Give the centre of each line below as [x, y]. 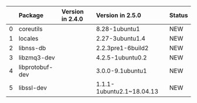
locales [28, 39]
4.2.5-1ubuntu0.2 [121, 57]
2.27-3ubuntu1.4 [120, 39]
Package [31, 15]
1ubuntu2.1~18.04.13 [127, 92]
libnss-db [32, 48]
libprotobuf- [36, 67]
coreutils [30, 29]
